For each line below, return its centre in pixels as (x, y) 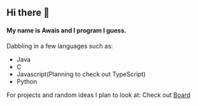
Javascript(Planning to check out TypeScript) (81, 74)
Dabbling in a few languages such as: (60, 46)
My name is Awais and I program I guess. (66, 30)
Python (27, 81)
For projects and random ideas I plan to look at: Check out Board (99, 95)
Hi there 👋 (28, 13)
